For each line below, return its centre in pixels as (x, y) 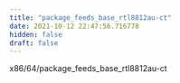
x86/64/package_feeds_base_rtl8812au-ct (88, 69)
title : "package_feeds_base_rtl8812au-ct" (90, 18)
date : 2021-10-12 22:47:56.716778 (75, 26)
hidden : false (36, 34)
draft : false (34, 43)
